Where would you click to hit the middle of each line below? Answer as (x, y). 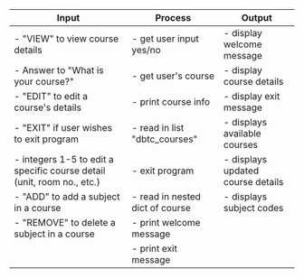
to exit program (47, 139)
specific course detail (60, 171)
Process (173, 18)
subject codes (253, 208)
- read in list (158, 128)
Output (257, 18)
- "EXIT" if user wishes (63, 128)
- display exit (252, 96)
